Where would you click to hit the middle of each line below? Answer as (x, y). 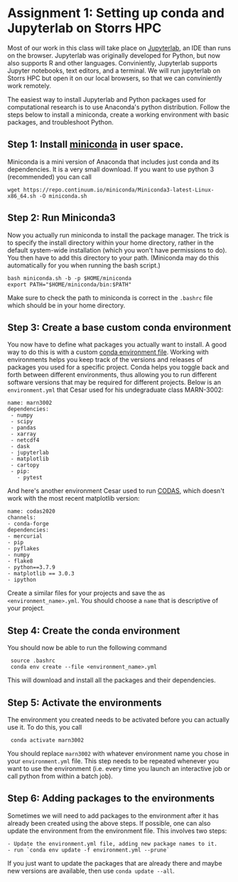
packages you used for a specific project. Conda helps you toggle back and (118, 367)
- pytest (29, 478)
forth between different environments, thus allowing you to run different (112, 375)
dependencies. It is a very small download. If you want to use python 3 (111, 169)
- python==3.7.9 (31, 568)
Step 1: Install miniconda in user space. (96, 145)
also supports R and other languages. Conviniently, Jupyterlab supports (113, 63)
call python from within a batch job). (60, 776)
